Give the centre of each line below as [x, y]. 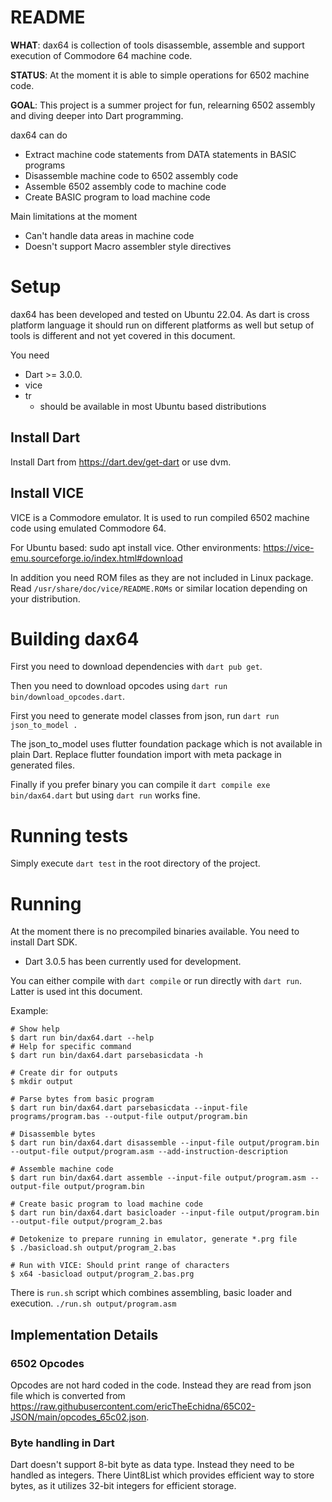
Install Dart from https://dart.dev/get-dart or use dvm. [121, 462]
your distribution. [45, 598]
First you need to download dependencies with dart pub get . [136, 667]
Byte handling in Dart [62, 1443]
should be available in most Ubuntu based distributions [153, 406]
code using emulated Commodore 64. [88, 528]
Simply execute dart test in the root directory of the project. [135, 863]
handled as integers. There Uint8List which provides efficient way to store [162, 1475]
